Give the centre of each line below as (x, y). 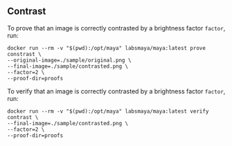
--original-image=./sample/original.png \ (69, 60)
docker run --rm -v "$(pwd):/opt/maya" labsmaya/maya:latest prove (107, 48)
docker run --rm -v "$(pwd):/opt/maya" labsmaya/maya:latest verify (108, 111)
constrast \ (24, 54)
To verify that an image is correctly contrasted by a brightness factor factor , (116, 91)
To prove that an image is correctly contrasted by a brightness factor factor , (116, 28)
